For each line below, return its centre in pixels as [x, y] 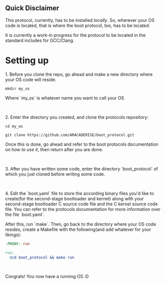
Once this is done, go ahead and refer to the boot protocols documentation [82, 144]
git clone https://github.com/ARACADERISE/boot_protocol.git [70, 135]
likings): [13, 235]
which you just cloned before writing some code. [55, 174]
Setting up [27, 60]
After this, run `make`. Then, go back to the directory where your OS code [81, 224]
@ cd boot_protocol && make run [42, 257]
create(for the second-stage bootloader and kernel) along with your [75, 198]
